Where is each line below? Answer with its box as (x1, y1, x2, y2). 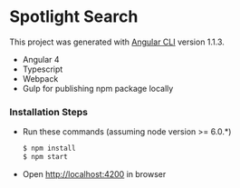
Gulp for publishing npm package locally (22, 83, 174, 94)
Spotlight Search (9, 6, 139, 27)
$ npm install (22, 143, 76, 153)
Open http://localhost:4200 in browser (22, 168, 167, 179)
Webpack (22, 73, 59, 84)
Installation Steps (9, 105, 89, 118)
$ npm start (22, 153, 68, 162)
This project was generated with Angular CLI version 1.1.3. (9, 36, 225, 47)
